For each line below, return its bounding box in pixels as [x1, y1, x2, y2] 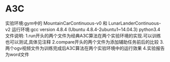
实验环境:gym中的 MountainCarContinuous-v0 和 [5, 20, 108, 26]
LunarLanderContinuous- [108, 20, 161, 26]
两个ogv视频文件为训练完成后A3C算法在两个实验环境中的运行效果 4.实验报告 [5, 45, 165, 51]
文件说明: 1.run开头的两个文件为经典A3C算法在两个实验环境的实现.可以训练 [5, 32, 161, 38]
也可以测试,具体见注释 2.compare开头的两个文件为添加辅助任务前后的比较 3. [5, 38, 164, 45]
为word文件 [5, 51, 29, 57]
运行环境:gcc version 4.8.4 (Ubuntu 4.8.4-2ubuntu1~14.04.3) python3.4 [12, 26, 160, 32]
